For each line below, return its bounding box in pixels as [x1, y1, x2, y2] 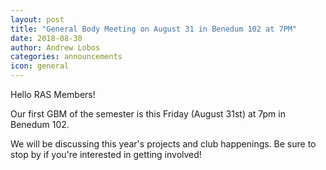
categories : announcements [10, 52, 123, 62]
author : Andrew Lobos [10, 42, 101, 53]
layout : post [10, 14, 65, 25]
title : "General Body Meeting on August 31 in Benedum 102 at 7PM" [10, 24, 298, 34]
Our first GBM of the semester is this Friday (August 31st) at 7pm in [10, 108, 286, 120]
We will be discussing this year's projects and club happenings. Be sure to [10, 138, 317, 150]
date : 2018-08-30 [10, 33, 83, 43]
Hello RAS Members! [10, 89, 96, 100]
